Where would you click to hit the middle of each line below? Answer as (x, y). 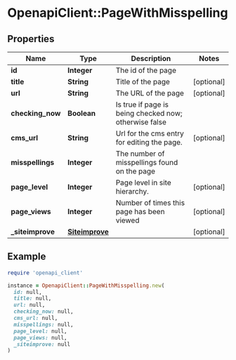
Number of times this (150, 203)
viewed (127, 220)
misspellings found (147, 162)
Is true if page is (142, 105)
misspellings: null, (44, 324)
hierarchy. (132, 191)
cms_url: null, (36, 318)
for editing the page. (149, 142)
